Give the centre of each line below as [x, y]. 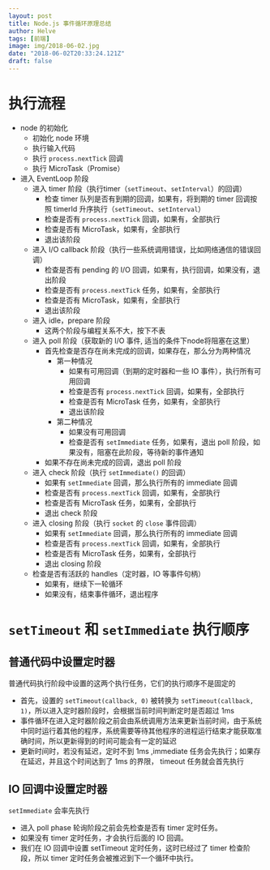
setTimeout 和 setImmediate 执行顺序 [129, 630]
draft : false [30, 62]
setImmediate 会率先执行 [49, 810]
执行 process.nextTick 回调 [78, 158]
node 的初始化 [44, 127]
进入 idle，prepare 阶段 [71, 320]
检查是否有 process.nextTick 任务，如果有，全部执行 [132, 289]
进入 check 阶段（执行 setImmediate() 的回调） [111, 472]
